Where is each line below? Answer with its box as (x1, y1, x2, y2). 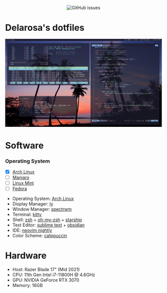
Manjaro (12, 174, 30, 180)
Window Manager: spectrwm (12, 206, 72, 212)
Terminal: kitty (12, 211, 42, 217)
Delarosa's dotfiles (5, 22, 84, 33)
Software (5, 140, 44, 151)
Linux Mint (12, 180, 34, 186)
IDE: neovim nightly (12, 227, 52, 233)
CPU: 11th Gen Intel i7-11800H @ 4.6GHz (12, 272, 95, 278)
